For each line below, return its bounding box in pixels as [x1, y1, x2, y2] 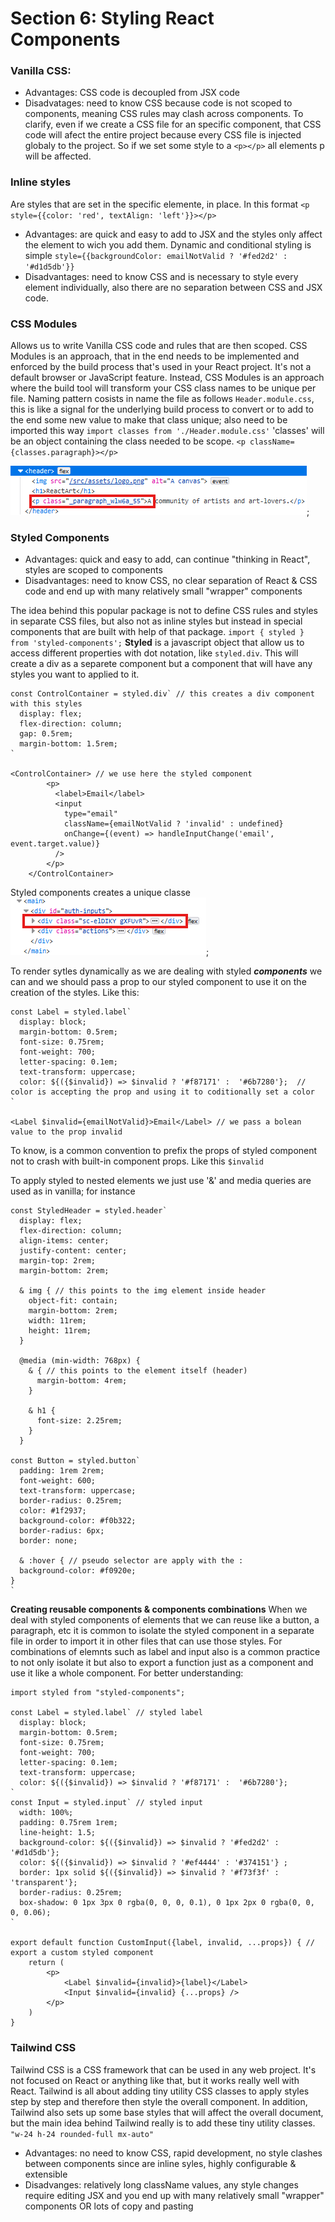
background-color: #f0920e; [19, 1566, 137, 1576]
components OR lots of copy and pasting [24, 2200, 194, 2212]
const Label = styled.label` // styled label [10, 1708, 203, 1718]
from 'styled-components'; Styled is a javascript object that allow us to [10, 637, 305, 649]
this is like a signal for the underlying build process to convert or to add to [10, 403, 314, 416]
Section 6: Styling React [10, 7, 215, 30]
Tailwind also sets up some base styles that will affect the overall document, [10, 2106, 324, 2118]
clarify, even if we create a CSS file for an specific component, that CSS [24, 118, 322, 131]
